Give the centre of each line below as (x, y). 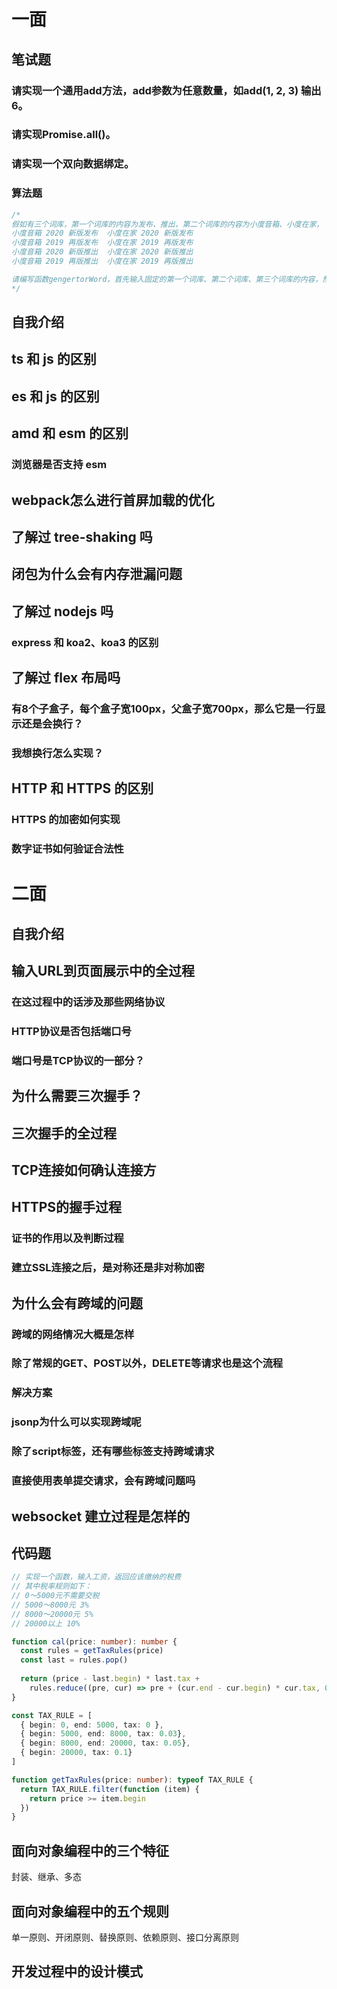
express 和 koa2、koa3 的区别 (85, 642)
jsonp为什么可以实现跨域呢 (76, 1422)
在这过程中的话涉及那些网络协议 (88, 1002)
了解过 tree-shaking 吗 (82, 536)
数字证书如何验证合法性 (67, 849)
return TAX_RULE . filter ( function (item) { (110, 1789)
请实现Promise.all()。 (63, 135)
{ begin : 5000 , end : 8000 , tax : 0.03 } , (103, 1734)
